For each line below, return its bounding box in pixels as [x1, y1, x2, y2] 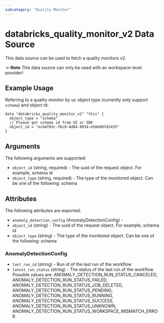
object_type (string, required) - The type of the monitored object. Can [12, 175, 153, 181]
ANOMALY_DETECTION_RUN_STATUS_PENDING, [12, 288, 113, 294]
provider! [5, 70, 23, 76]
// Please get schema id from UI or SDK [9, 120, 93, 125]
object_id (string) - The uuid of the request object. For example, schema [12, 222, 159, 228]
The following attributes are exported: [5, 208, 81, 214]
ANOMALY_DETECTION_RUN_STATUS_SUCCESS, [12, 298, 114, 304]
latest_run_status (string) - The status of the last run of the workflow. [12, 267, 154, 272]
